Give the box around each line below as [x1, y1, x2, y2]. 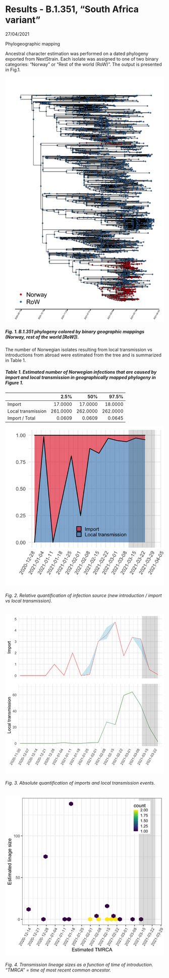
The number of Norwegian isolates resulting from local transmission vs [5, 346, 152, 352]
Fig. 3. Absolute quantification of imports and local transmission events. [5, 780, 155, 786]
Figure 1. [5, 380, 24, 386]
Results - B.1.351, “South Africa [5, 4, 139, 15]
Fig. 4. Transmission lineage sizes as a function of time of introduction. [5, 961, 153, 967]
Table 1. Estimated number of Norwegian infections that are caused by [5, 369, 157, 375]
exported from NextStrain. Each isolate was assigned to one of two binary [5, 56, 159, 62]
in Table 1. [5, 357, 26, 363]
